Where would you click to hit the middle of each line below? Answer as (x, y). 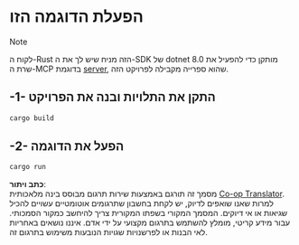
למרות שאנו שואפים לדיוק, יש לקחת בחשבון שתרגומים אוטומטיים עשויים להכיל (141, 203)
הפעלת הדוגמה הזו (77, 17)
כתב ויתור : (28, 184)
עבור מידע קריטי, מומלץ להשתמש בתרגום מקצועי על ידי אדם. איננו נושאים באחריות (150, 222)
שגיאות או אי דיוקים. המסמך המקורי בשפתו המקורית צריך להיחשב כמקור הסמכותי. (149, 213)
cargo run (28, 167)
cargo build (32, 118)
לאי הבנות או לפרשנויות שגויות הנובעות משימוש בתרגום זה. (108, 232)
